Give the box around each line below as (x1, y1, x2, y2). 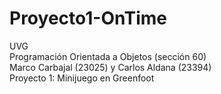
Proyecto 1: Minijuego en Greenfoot (9, 72, 155, 84)
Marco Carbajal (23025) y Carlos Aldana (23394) (9, 61, 212, 73)
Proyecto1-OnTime (9, 7, 167, 30)
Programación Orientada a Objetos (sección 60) (9, 50, 207, 62)
